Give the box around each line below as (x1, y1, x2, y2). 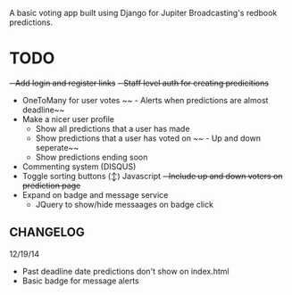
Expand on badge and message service (21, 189, 169, 200)
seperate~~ (35, 142, 79, 152)
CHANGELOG (9, 225, 85, 240)
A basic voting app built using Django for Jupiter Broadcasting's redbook (9, 8, 278, 18)
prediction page (21, 180, 81, 191)
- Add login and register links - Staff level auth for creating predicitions (9, 78, 270, 88)
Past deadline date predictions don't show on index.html (21, 266, 229, 276)
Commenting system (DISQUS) (21, 160, 137, 172)
